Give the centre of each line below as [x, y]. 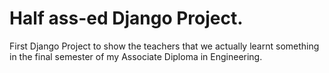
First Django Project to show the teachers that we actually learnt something [164, 46]
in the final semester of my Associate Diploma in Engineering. [136, 56]
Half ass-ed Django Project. [126, 18]
